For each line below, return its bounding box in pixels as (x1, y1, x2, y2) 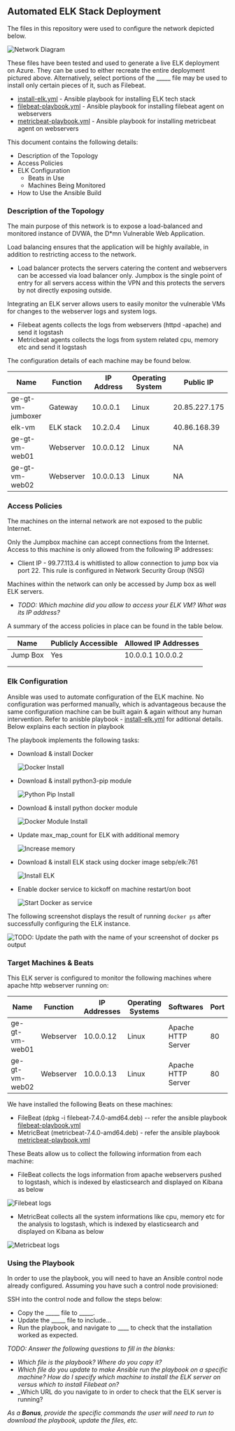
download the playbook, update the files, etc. (7, 1416, 138, 1425)
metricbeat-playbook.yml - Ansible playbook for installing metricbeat (17, 117, 216, 125)
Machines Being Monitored (27, 181, 106, 190)
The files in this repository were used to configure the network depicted (7, 24, 215, 32)
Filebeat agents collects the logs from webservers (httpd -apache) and (17, 321, 222, 329)
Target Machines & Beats (7, 957, 94, 967)
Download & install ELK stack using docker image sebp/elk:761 (17, 857, 198, 866)
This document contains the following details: (7, 138, 138, 146)
